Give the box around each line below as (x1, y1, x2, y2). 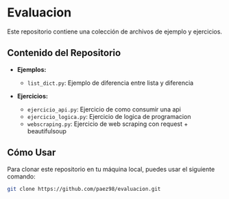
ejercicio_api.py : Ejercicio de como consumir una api (27, 105, 182, 114)
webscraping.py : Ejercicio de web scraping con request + (27, 120, 189, 128)
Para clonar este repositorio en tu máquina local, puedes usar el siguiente (7, 165, 215, 173)
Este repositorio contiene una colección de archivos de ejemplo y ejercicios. (7, 27, 223, 36)
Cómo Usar (7, 147, 56, 159)
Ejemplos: (16, 65, 47, 73)
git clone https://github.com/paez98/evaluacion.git (7, 185, 161, 192)
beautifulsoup (27, 127, 67, 135)
